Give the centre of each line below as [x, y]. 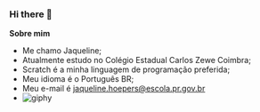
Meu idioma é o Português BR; [78, 79]
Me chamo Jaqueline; [62, 51]
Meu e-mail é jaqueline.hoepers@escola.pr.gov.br [114, 89]
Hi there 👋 [31, 14]
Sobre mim [30, 34]
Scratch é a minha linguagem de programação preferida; [126, 69]
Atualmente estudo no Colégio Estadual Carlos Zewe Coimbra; [137, 60]
